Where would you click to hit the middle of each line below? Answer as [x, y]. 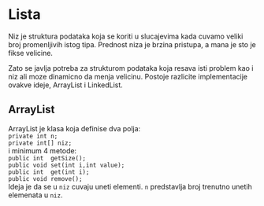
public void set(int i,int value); [67, 165]
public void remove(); [45, 178]
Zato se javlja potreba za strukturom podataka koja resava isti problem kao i [131, 68]
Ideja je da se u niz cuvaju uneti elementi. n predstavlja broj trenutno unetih [130, 186]
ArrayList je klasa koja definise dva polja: [74, 128]
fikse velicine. [31, 53]
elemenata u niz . [35, 195]
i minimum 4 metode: [43, 150]
